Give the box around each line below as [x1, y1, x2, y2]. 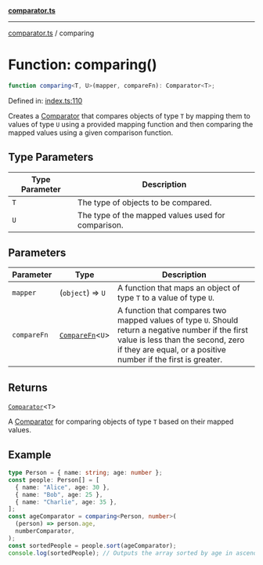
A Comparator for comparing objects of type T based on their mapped [8, 417, 234, 426]
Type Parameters [8, 151, 94, 164]
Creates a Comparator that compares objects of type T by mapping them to [8, 111, 250, 120]
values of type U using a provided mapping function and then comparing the [8, 119, 254, 129]
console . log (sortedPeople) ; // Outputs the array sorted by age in [8, 549, 233, 557]
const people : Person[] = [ [8, 476, 100, 484]
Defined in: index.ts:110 [8, 96, 83, 105]
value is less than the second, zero [117, 334, 245, 345]
